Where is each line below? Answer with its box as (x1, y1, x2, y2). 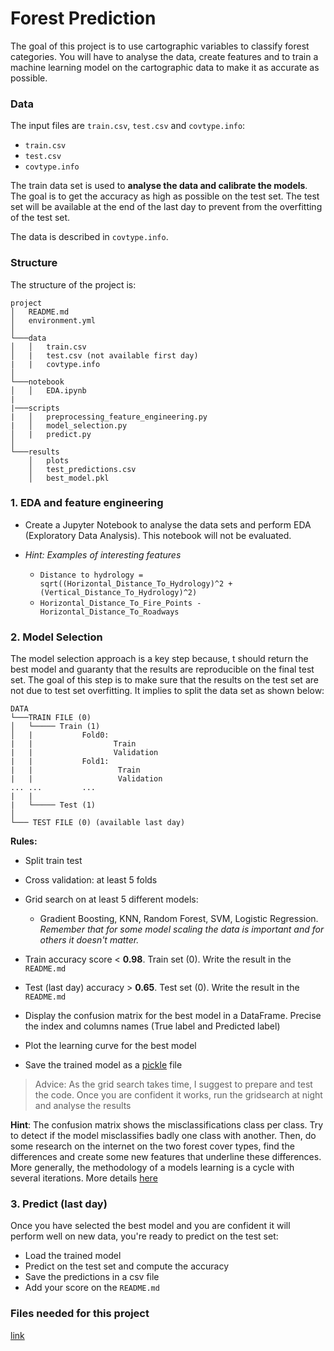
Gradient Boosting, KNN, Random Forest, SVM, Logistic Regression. (39, 913, 319, 925)
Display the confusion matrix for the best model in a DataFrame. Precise (24, 1010, 322, 1022)
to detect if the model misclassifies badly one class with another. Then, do (10, 1130, 317, 1142)
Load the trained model (24, 1250, 122, 1262)
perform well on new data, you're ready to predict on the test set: (10, 1230, 279, 1242)
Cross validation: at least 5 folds (24, 874, 158, 886)
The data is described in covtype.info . (10, 231, 169, 243)
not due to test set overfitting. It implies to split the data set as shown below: (10, 685, 325, 697)
